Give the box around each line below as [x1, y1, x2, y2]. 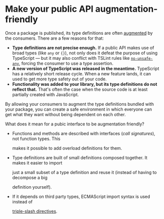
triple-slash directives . [12, 208, 58, 214]
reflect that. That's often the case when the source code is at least [12, 86, 148, 92]
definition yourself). [12, 184, 52, 190]
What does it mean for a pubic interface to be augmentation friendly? [5, 121, 144, 127]
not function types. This [12, 136, 61, 142]
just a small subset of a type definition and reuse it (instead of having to [12, 169, 157, 175]
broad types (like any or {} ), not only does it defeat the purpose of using [12, 50, 158, 56]
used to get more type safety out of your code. [12, 76, 107, 82]
